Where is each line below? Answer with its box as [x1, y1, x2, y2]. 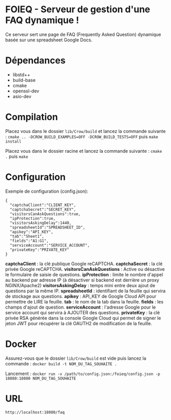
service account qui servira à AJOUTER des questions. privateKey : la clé [5, 309, 160, 315]
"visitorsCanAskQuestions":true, [10, 211, 81, 217]
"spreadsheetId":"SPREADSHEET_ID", [10, 225, 85, 230]
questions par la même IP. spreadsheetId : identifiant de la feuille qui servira [5, 288, 166, 294]
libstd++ [12, 72, 31, 78]
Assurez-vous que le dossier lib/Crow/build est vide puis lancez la [5, 355, 147, 361]
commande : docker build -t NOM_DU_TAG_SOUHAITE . [5, 360, 117, 366]
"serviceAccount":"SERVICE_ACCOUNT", [10, 243, 90, 248]
